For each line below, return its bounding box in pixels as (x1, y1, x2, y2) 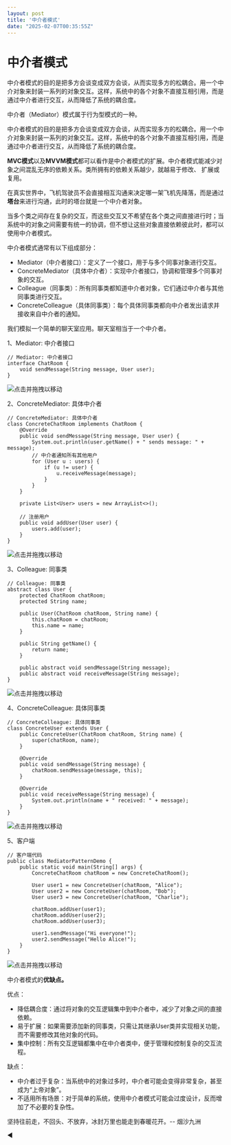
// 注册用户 (19, 514, 49, 521)
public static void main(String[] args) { (19, 864, 143, 871)
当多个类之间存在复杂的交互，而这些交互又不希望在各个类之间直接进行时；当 (7, 212, 224, 220)
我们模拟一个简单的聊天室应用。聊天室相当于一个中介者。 (7, 325, 170, 333)
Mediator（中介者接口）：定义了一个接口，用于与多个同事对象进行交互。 (16, 259, 221, 267)
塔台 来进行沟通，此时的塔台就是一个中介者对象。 (7, 197, 146, 206)
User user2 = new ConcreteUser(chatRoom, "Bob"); (32, 888, 177, 895)
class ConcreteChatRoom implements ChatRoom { (7, 421, 143, 428)
